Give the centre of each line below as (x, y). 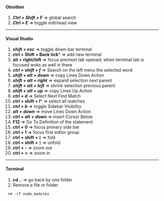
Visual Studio (19, 39)
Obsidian (15, 7)
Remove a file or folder (35, 185)
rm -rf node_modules (28, 194)
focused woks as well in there (42, 65)
